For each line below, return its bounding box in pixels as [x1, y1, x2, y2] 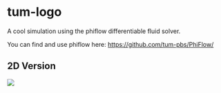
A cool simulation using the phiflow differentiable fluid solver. [7, 27, 181, 35]
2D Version [7, 60, 57, 72]
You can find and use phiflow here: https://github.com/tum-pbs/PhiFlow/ [7, 40, 214, 48]
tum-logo [7, 4, 62, 20]
